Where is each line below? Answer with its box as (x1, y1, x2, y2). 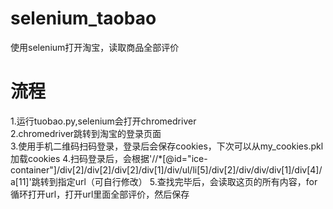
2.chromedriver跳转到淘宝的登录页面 (10, 127, 162, 139)
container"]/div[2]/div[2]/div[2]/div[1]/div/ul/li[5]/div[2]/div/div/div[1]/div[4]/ (10, 163, 323, 176)
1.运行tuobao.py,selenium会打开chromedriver (10, 115, 197, 127)
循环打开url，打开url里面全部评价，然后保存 (10, 188, 190, 200)
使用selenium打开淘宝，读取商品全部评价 (10, 41, 180, 53)
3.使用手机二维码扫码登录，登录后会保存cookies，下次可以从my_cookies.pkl (10, 140, 324, 152)
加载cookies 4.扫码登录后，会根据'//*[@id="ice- (10, 152, 208, 164)
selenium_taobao (10, 7, 157, 30)
